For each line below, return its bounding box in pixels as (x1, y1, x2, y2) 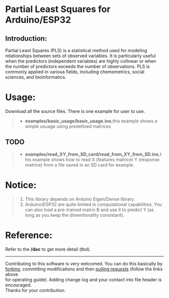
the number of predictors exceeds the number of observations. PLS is (5, 64, 150, 69)
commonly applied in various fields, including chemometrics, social (5, 69, 145, 75)
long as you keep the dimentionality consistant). (25, 212, 125, 218)
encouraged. (5, 282, 32, 288)
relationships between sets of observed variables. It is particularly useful (5, 53, 156, 59)
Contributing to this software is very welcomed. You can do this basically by (5, 260, 162, 266)
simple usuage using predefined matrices (25, 123, 112, 129)
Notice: (5, 179, 37, 191)
